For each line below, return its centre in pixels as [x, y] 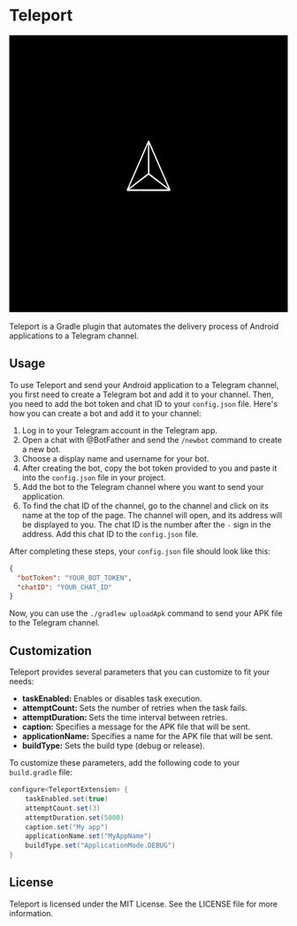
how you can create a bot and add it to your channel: [105, 413]
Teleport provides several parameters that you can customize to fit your [140, 672]
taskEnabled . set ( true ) [67, 798]
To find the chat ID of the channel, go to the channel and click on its [145, 505]
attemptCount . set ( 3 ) [63, 808]
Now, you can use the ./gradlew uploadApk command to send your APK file [146, 613]
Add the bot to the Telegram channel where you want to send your [143, 486]
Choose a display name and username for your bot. [115, 458]
